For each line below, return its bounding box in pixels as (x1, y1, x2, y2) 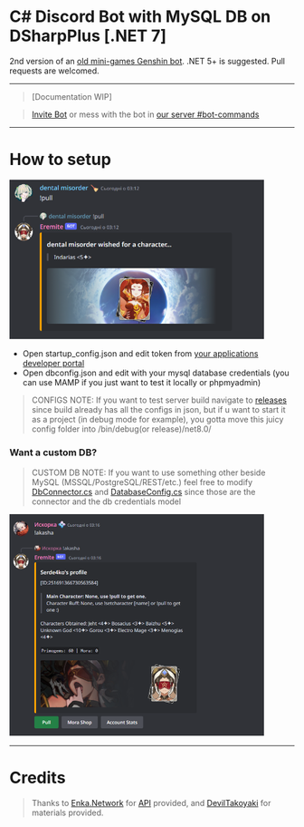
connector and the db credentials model (31, 496, 182, 507)
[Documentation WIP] (31, 91, 113, 102)
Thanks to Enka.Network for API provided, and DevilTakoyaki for (31, 797, 271, 808)
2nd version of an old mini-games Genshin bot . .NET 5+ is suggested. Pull (9, 55, 285, 66)
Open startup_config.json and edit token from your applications (22, 348, 259, 359)
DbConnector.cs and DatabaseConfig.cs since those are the (31, 486, 256, 497)
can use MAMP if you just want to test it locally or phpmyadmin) (22, 377, 261, 388)
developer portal (22, 358, 85, 369)
